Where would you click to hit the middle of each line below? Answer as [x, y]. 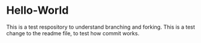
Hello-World [38, 10]
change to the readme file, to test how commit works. [73, 33]
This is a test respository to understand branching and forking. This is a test [101, 27]
